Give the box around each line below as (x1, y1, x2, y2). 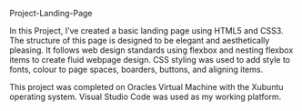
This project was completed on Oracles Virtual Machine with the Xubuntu (9, 82, 284, 92)
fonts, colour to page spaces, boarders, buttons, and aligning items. (9, 64, 264, 75)
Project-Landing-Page (9, 8, 93, 18)
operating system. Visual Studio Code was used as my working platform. (9, 91, 282, 102)
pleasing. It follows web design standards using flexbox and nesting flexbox (9, 45, 294, 55)
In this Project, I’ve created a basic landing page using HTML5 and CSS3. (9, 25, 284, 35)
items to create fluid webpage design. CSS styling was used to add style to (9, 55, 291, 65)
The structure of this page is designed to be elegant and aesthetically (9, 35, 270, 45)
